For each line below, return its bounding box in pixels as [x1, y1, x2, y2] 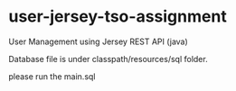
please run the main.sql [8, 70, 96, 82]
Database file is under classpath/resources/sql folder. [8, 53, 209, 64]
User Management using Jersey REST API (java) [8, 36, 189, 47]
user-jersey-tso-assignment [8, 6, 227, 27]
